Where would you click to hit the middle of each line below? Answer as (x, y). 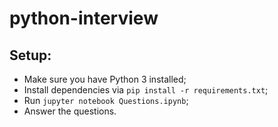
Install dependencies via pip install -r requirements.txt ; (146, 90)
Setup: (30, 55)
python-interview (84, 18)
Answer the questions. (70, 111)
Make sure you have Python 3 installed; (105, 79)
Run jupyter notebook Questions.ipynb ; (106, 100)
